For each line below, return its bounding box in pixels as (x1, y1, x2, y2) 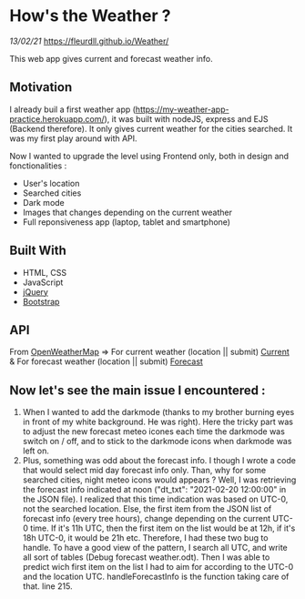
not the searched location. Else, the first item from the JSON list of (22, 503, 272, 514)
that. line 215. (22, 581, 73, 592)
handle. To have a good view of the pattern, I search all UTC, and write (22, 543, 289, 553)
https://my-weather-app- (135, 104, 229, 115)
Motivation (9, 79, 73, 96)
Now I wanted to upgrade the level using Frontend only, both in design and (9, 150, 290, 161)
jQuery (22, 286, 48, 297)
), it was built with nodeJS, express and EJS (104, 113, 269, 124)
